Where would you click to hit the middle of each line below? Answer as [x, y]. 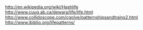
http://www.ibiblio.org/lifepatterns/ [40, 22]
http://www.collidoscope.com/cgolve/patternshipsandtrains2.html [71, 17]
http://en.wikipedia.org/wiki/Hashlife [42, 7]
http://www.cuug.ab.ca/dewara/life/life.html [49, 12]
